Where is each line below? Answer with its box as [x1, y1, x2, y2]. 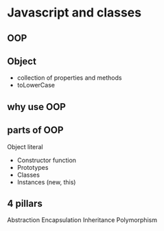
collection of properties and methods [16, 74, 122, 82]
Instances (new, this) [16, 177, 76, 186]
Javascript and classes [7, 5, 142, 21]
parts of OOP [7, 124, 64, 136]
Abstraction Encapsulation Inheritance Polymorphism [7, 216, 158, 224]
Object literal [7, 142, 43, 151]
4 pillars [7, 197, 43, 209]
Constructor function [16, 156, 77, 164]
